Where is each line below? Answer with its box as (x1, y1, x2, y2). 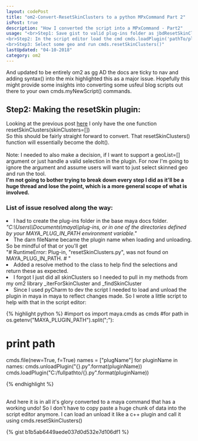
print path (6, 337, 56, 350)
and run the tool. (6, 170, 47, 177)
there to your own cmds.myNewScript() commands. (6, 87, 132, 94)
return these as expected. (6, 267, 69, 274)
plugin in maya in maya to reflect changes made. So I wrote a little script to (6, 292, 187, 300)
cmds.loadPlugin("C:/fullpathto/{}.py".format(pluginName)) (6, 369, 149, 376)
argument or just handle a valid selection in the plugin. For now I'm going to (6, 157, 189, 165)
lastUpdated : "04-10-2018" (6, 47, 72, 53)
